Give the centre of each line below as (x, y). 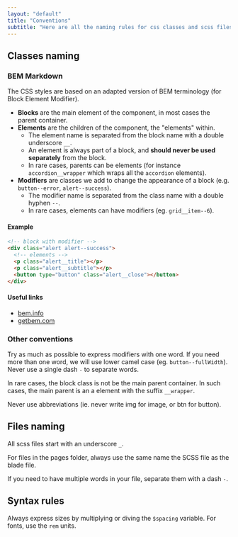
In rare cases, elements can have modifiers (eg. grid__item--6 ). (121, 210)
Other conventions (40, 339)
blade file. (22, 465)
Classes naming (44, 56)
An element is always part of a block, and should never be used (122, 150)
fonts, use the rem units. (42, 526)
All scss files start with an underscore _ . (66, 443)
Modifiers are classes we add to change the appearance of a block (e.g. (123, 181)
